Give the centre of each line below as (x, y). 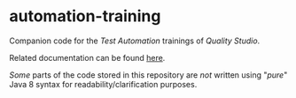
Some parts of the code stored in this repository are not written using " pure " (148, 75)
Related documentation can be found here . (87, 57)
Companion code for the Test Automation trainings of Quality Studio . (135, 41)
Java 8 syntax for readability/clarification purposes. (103, 84)
